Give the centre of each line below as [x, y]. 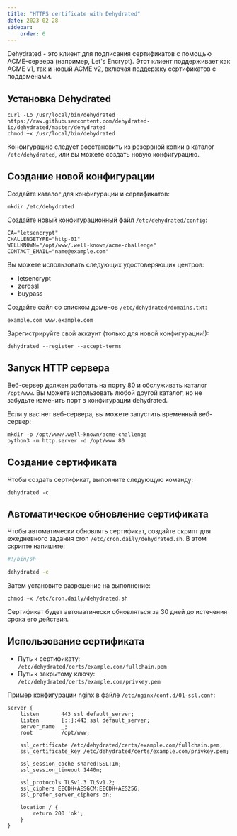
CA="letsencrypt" [33, 233]
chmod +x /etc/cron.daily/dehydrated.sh [68, 599]
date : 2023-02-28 [33, 21]
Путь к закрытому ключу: [56, 674]
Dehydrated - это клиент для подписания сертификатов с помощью [110, 54]
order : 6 [33, 34]
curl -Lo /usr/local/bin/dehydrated [61, 115]
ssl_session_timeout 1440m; [61, 770]
